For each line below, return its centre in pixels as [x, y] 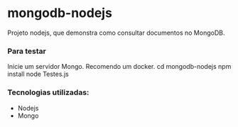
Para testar [27, 51]
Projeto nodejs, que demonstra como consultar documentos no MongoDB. [116, 33]
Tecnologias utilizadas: [48, 92]
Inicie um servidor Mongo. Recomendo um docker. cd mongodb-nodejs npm [119, 67]
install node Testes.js [38, 74]
